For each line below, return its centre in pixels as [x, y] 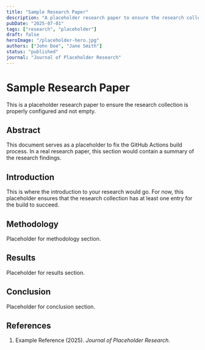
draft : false [23, 35]
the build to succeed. [33, 205]
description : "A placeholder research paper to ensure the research [95, 18]
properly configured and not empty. [51, 111]
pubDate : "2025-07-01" [35, 23]
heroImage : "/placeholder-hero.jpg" [53, 40]
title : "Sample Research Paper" [47, 12]
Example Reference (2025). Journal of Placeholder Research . [93, 340]
